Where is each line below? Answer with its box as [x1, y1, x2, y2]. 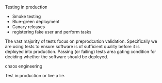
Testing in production [5, 4, 48, 10]
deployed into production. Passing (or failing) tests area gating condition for [5, 49, 156, 54]
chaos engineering [5, 63, 43, 69]
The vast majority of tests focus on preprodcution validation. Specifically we [5, 38, 158, 44]
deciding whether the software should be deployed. [5, 54, 108, 60]
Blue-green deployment [12, 19, 60, 24]
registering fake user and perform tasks [12, 29, 92, 34]
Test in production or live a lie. [5, 73, 65, 78]
